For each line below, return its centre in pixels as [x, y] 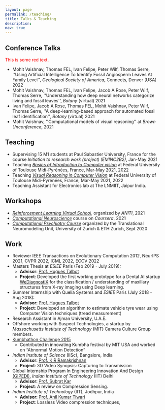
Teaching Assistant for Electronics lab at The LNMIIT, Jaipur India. [79, 186]
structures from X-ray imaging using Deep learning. [72, 287]
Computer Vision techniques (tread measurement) [70, 314]
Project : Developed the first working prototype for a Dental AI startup [90, 277]
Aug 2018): [23, 298]
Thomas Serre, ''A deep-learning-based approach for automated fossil [84, 111]
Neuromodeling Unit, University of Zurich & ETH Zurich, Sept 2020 [80, 228]
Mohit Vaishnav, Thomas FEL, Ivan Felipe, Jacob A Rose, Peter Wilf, [81, 90]
